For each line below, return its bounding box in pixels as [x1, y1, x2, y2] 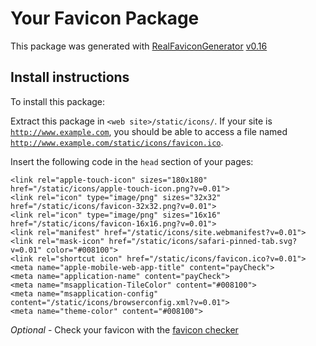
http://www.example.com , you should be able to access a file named [10, 125, 288, 137]
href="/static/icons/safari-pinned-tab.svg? [108, 236, 298, 246]
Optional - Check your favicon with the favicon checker [10, 323, 239, 336]
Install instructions [10, 69, 130, 86]
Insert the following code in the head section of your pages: [10, 155, 254, 167]
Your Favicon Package [10, 7, 200, 30]
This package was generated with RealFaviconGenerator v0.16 [10, 40, 268, 52]
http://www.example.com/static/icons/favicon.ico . [10, 136, 224, 148]
